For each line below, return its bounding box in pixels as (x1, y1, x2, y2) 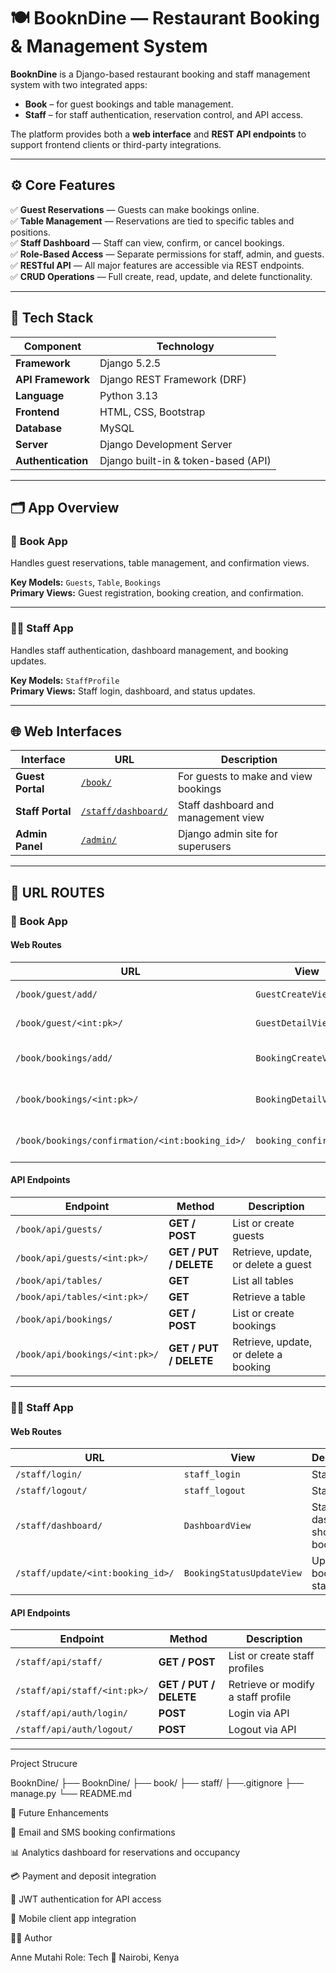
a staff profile (228, 1690, 292, 1704)
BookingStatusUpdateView (183, 1568, 302, 1579)
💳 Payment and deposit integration (10, 1870, 157, 1882)
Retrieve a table (232, 1290, 306, 1304)
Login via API (228, 1706, 290, 1720)
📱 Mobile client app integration (10, 1913, 137, 1925)
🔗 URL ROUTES (10, 884, 105, 901)
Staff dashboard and (177, 798, 275, 812)
